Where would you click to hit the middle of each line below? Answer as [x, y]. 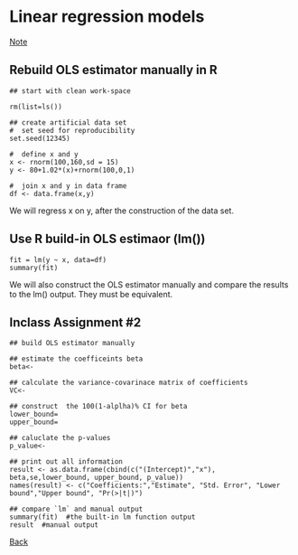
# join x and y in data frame [68, 186]
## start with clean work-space [70, 91]
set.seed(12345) [40, 138]
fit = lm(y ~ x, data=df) [58, 259]
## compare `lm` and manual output [76, 509]
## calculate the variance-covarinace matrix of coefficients [129, 383]
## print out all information [66, 462]
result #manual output [54, 525]
